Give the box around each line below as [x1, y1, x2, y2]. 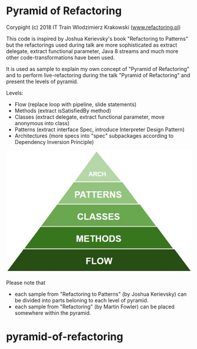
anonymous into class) [14, 119, 70, 126]
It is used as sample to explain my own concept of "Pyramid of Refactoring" [6, 65, 190, 72]
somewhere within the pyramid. [14, 309, 91, 317]
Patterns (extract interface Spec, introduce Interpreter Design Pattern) [14, 126, 185, 133]
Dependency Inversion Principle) [14, 138, 94, 145]
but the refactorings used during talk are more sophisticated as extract [6, 41, 178, 48]
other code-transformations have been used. [6, 54, 115, 61]
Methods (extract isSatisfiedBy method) [14, 107, 112, 114]
